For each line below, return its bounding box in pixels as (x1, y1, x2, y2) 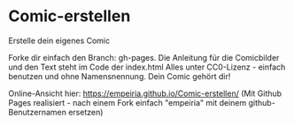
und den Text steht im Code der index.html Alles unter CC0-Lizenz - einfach (8, 62, 286, 72)
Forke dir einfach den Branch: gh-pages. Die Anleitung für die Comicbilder (8, 52, 280, 62)
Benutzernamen (8, 107, 67, 117)
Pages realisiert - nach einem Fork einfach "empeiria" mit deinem (8, 97, 247, 107)
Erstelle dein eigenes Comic (8, 35, 111, 46)
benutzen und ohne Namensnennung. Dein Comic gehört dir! (8, 70, 231, 81)
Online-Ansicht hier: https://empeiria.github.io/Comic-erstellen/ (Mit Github (8, 88, 282, 99)
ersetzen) (68, 107, 104, 117)
